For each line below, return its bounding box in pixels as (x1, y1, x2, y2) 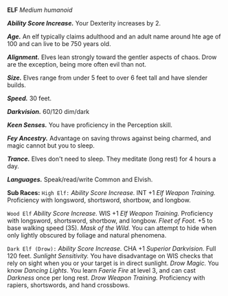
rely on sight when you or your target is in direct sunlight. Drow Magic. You (7, 259, 219, 267)
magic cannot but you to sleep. (7, 141, 95, 150)
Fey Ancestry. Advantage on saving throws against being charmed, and (7, 134, 212, 142)
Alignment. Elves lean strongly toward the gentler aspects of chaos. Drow (7, 53, 218, 61)
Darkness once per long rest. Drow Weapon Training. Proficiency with (7, 274, 205, 282)
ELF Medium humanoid (7, 6, 73, 14)
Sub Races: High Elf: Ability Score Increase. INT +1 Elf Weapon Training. (7, 189, 216, 196)
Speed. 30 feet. (7, 94, 52, 102)
